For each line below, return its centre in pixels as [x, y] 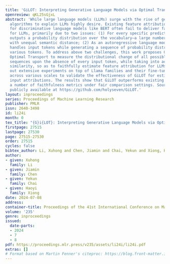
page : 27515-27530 [25, 137]
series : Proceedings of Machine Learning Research [60, 99]
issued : [13, 221]
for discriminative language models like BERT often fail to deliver [84, 29]
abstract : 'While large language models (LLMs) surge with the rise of [82, 19]
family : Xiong [25, 193]
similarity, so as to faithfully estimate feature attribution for [82, 66]
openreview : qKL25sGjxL [30, 15]
